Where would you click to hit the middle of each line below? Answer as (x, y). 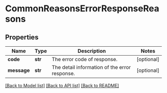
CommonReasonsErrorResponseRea (82, 9)
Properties (22, 37)
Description (92, 51)
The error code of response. (84, 59)
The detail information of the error (91, 67)
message (19, 70)
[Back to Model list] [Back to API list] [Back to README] (62, 86)
